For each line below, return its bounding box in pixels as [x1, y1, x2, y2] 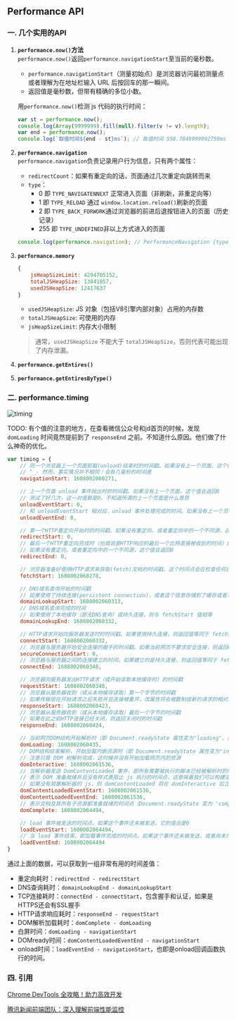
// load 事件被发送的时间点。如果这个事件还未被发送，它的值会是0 [20, 819, 190, 827]
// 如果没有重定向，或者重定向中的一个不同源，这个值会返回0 [20, 546, 174, 554]
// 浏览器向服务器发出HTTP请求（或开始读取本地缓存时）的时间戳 [20, 676, 183, 683]
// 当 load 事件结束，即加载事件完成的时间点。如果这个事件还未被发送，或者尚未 [20, 832, 226, 840]
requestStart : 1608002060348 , [20, 683, 109, 690]
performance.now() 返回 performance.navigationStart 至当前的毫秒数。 [17, 54, 218, 63]
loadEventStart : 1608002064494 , [20, 826, 114, 833]
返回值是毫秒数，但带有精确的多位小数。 [27, 87, 145, 95]
